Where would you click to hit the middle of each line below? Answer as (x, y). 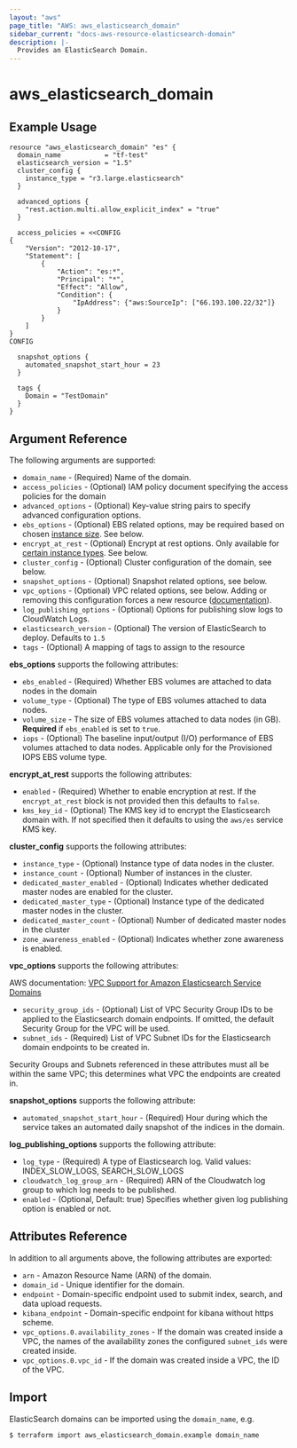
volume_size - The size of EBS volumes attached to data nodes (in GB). (151, 719)
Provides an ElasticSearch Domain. (83, 51)
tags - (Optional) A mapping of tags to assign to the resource (133, 647)
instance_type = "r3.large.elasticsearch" (105, 178)
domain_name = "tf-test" (83, 155)
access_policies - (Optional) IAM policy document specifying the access (155, 487)
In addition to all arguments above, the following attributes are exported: (141, 1258)
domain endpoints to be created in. (86, 1047)
